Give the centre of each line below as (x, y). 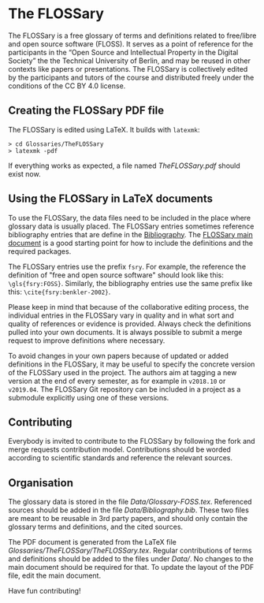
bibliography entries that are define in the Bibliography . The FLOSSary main (131, 234)
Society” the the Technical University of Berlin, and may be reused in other (129, 61)
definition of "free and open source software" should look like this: (116, 275)
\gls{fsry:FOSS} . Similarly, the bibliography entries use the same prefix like (130, 283)
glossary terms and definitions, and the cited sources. (96, 527)
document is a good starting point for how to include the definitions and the (131, 243)
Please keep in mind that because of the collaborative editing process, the (129, 307)
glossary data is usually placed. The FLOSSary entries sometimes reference (131, 226)
